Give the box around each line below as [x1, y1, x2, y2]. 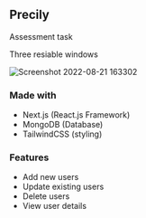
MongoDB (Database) [22, 119, 104, 130]
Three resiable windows [9, 49, 99, 60]
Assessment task [9, 31, 74, 42]
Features [9, 151, 50, 164]
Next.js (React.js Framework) [22, 109, 131, 120]
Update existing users [22, 181, 105, 193]
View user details [22, 201, 87, 212]
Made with [9, 89, 57, 101]
